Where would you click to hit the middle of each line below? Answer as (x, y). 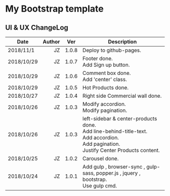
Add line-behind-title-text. (115, 131)
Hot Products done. (106, 88)
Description (122, 42)
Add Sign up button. (106, 65)
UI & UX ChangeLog (37, 28)
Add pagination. (101, 144)
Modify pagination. (105, 110)
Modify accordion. (104, 104)
